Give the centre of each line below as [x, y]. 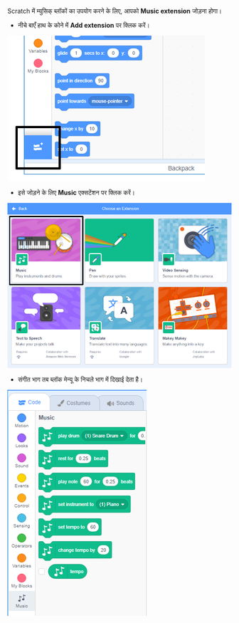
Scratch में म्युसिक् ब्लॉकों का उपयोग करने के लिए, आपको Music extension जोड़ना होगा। [115, 11]
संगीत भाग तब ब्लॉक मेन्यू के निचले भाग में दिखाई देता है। [80, 379]
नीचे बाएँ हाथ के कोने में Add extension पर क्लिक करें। [84, 25]
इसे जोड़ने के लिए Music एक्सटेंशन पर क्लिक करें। [76, 193]
